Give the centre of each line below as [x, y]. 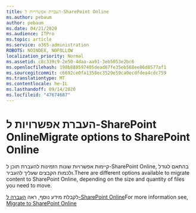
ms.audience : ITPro [30, 34]
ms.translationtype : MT [36, 78]
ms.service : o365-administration [48, 45]
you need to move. [29, 185]
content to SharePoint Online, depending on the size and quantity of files [95, 179]
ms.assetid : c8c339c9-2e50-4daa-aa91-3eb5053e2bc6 [70, 61]
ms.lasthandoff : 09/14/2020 [41, 89]
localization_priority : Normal [45, 56]
